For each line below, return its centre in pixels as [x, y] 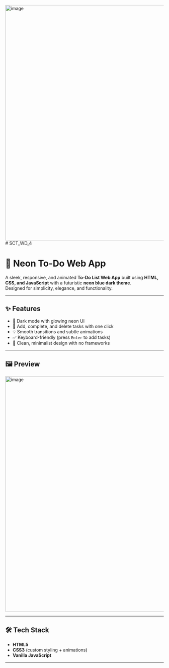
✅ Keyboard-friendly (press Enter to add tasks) [61, 337]
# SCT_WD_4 [19, 243]
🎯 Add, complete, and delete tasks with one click [63, 326]
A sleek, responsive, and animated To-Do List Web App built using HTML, [82, 277]
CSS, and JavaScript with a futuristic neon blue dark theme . [68, 283]
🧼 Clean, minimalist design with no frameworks [61, 343]
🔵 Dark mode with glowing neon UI [48, 321]
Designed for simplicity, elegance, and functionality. [59, 288]
